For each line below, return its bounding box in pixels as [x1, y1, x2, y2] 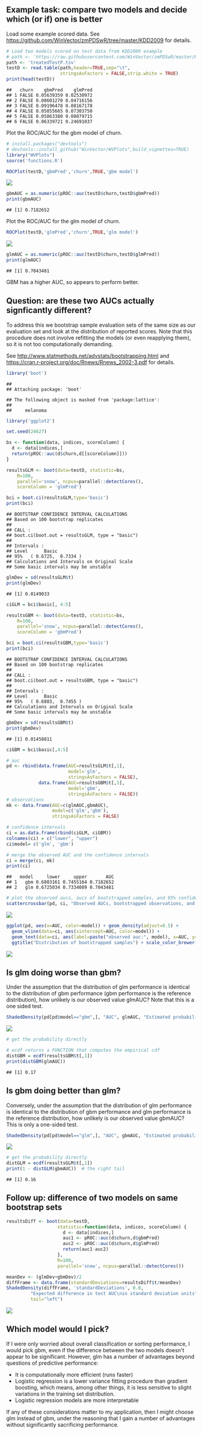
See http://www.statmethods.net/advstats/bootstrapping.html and [6, 352, 170, 359]
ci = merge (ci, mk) [6, 858, 55, 864]
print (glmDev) [6, 580, 42, 586]
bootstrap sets [6, 1202, 63, 1213]
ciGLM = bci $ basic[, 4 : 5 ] [6, 601, 71, 607]
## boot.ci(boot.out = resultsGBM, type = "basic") [6, 677, 138, 684]
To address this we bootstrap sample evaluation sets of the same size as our [6, 321, 196, 329]
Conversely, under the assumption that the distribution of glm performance [6, 1101, 192, 1109]
